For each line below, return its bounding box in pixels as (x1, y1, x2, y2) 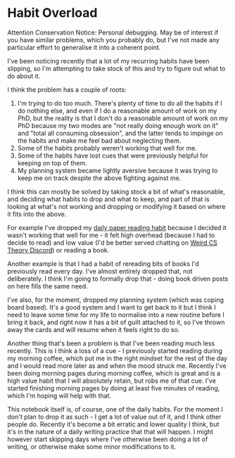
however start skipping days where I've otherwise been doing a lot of (7, 435, 208, 443)
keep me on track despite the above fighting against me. (17, 174, 182, 182)
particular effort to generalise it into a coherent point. (7, 43, 161, 51)
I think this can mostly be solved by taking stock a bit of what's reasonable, (7, 187, 225, 196)
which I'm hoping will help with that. (7, 391, 111, 400)
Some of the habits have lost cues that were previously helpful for (17, 151, 209, 160)
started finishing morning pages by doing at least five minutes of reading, (7, 383, 220, 392)
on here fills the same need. (7, 281, 88, 290)
